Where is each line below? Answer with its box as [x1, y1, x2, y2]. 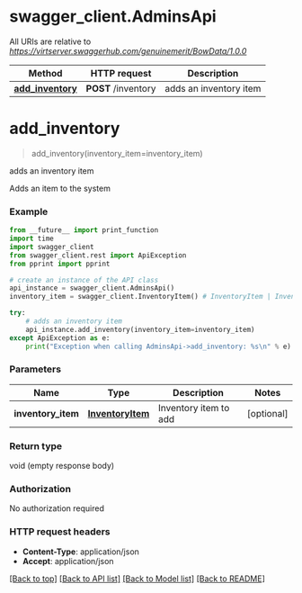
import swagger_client [9, 242, 94, 251]
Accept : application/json [22, 555, 114, 566]
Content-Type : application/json [22, 546, 139, 557]
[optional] [246, 407, 289, 419]
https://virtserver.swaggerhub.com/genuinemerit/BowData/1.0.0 [9, 45, 247, 56]
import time [9, 234, 54, 244]
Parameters [9, 363, 61, 375]
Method [28, 67, 63, 79]
